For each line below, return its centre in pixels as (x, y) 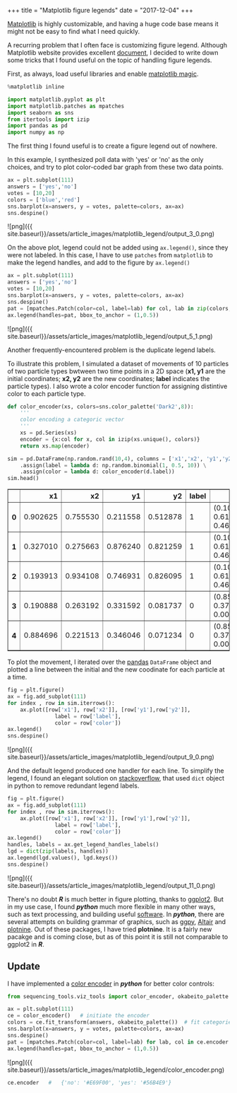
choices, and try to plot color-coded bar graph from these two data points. (116, 167)
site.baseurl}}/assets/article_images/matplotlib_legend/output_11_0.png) (111, 885)
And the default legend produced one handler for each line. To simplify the (116, 771)
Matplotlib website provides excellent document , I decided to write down (113, 53)
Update (24, 967)
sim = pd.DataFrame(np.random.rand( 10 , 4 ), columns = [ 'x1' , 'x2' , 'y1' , (115, 459)
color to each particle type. (47, 393)
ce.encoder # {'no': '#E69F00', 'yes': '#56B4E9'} (90, 1082)
